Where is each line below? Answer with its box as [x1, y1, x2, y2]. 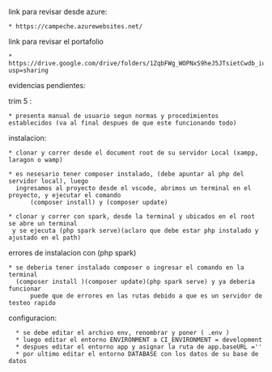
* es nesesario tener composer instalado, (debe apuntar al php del [8, 170, 244, 178]
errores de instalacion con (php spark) [8, 248, 137, 257]
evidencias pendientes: [8, 81, 87, 90]
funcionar [8, 285, 42, 293]
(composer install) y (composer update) [29, 198, 168, 206]
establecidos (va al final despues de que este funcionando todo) [8, 119, 237, 127]
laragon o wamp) [8, 156, 63, 164]
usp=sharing [8, 66, 49, 74]
